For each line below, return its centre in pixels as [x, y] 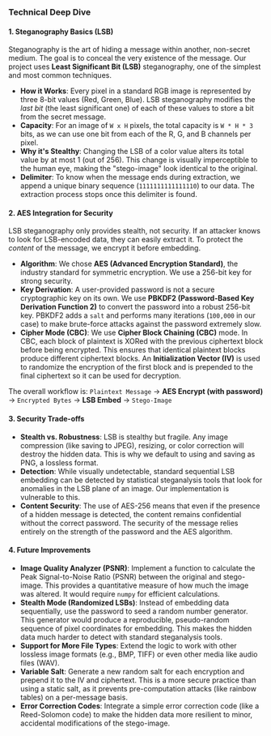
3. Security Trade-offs [47, 418]
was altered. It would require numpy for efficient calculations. [120, 593]
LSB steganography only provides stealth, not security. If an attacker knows [135, 231]
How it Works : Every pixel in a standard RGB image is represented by [135, 91]
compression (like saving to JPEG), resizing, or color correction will [132, 445]
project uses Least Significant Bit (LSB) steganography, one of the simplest [135, 66]
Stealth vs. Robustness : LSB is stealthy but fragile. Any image [124, 437]
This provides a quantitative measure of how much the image [147, 585]
